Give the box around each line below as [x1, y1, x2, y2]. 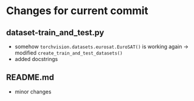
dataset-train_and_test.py [6, 28, 105, 38]
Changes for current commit [6, 4, 149, 18]
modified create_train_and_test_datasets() [14, 49, 123, 56]
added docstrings [14, 56, 58, 62]
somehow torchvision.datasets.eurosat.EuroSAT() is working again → [14, 43, 189, 50]
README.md [6, 72, 54, 83]
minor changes [14, 88, 51, 95]
